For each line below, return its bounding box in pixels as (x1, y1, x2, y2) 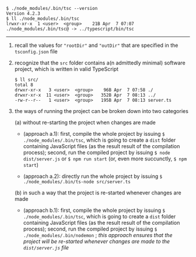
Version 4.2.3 (6, 11, 41, 16)
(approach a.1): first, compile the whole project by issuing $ (23, 131, 165, 137)
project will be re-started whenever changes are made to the (23, 238, 170, 245)
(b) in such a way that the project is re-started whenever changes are (14, 189, 182, 196)
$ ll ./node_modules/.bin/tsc (6, 16, 80, 22)
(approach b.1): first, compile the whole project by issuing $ (23, 207, 165, 214)
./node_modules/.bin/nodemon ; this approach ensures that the (23, 232, 173, 238)
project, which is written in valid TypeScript (14, 66, 118, 73)
